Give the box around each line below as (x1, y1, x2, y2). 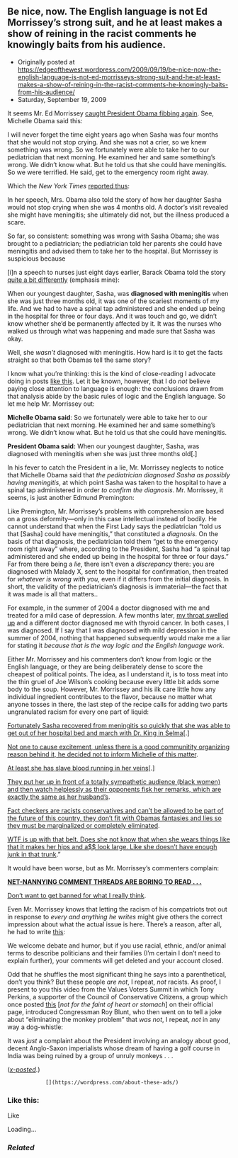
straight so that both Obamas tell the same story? (7, 356, 151, 364)
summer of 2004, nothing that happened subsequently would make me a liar (7, 633, 231, 642)
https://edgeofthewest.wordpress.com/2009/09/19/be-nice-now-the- (17, 65, 222, 74)
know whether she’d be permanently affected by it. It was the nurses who (7, 319, 222, 328)
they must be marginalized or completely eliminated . (7, 821, 161, 829)
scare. (7, 217, 26, 226)
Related (7, 1143, 35, 1153)
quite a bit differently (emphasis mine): (7, 276, 120, 284)
